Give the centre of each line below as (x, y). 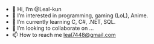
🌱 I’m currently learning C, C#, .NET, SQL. (64, 22)
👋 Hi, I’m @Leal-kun (37, 9)
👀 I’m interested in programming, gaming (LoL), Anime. (80, 15)
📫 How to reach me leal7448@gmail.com (64, 35)
